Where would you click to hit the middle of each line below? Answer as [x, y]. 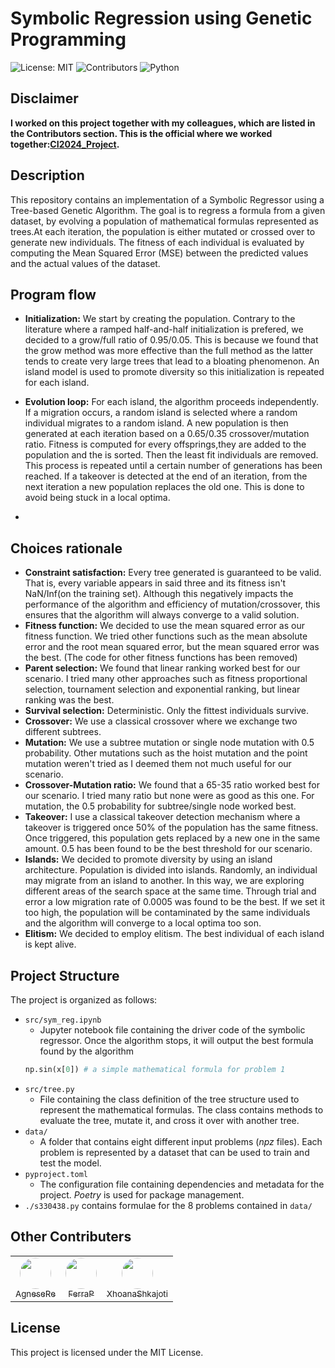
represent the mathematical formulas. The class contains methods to [181, 1109]
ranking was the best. [69, 700]
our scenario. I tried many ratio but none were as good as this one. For [169, 796]
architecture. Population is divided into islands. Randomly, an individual [171, 870]
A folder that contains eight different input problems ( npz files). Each [181, 1141]
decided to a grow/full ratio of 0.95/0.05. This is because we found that [171, 340]
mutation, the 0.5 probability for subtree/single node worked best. [160, 806]
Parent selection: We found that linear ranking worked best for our [162, 668]
